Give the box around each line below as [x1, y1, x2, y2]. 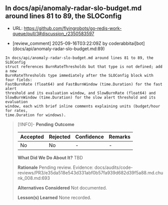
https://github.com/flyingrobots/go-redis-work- [24, 25, 122, 31]
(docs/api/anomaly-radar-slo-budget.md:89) [12, 45, 105, 52]
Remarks [108, 133, 131, 140]
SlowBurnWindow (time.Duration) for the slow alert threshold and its [5, 95, 156, 100]
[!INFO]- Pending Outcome [17, 121, 75, 127]
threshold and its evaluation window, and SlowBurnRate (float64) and [5, 90, 156, 95]
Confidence [75, 133, 104, 140]
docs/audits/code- [94, 164, 133, 170]
